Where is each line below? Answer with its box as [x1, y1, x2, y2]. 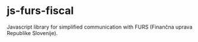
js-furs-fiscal [7, 4, 74, 17]
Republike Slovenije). [7, 29, 58, 36]
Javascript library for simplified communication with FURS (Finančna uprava [7, 23, 193, 30]
